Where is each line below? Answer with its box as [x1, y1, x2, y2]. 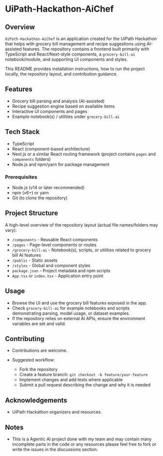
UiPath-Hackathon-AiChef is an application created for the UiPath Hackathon [5, 36, 157, 41]
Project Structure [5, 209, 58, 217]
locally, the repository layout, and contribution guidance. [5, 71, 118, 76]
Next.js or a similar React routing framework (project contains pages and [12, 151, 156, 157]
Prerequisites [5, 173, 37, 180]
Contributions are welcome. [12, 347, 68, 354]
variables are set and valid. [12, 321, 66, 326]
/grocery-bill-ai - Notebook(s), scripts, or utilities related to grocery [12, 247, 151, 253]
